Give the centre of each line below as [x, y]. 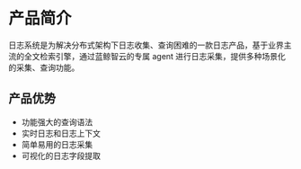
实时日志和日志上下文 [61, 133]
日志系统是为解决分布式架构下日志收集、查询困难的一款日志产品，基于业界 [146, 45]
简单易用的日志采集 [57, 144]
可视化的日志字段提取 [61, 156]
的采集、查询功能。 [44, 67]
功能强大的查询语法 [57, 121]
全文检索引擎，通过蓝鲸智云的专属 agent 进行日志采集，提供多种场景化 [155, 56]
